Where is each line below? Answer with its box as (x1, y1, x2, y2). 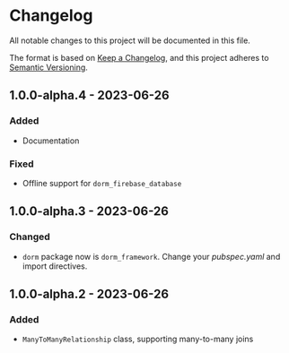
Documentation (22, 135, 80, 146)
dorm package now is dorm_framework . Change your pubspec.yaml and (22, 251, 281, 262)
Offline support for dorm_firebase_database (22, 177, 182, 188)
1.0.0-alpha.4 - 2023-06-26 (9, 88, 170, 103)
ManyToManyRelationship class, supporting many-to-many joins (22, 333, 254, 345)
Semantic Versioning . (9, 62, 88, 73)
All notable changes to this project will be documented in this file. (9, 35, 251, 46)
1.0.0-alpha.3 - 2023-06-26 (9, 203, 169, 220)
